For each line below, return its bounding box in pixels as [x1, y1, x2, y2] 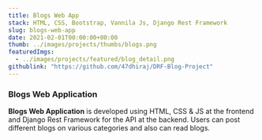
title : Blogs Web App [8, 11, 80, 20]
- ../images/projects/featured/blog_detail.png [15, 56, 175, 64]
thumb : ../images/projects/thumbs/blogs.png [8, 41, 157, 49]
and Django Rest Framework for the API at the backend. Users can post [8, 115, 241, 124]
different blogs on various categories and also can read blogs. [8, 123, 211, 133]
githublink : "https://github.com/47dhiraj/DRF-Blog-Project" [8, 63, 214, 71]
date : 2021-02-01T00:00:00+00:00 [8, 33, 118, 42]
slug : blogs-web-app [8, 26, 77, 34]
